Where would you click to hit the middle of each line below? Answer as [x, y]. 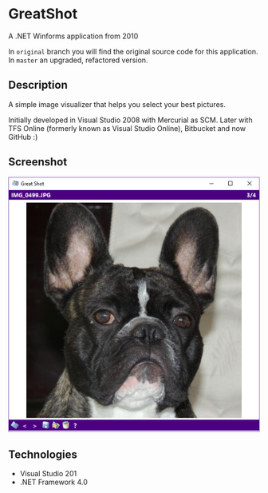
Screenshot [38, 162]
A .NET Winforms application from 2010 [73, 36]
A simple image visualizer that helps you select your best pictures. [117, 104]
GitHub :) [23, 137]
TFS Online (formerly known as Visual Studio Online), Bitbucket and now [127, 128]
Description [38, 85]
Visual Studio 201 [48, 474]
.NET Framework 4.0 [53, 482]
